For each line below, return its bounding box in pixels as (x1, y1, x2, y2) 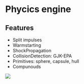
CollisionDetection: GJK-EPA (12, 53, 72, 59)
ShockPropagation (12, 48, 52, 53)
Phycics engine (5, 4, 71, 15)
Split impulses (12, 37, 42, 43)
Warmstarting (12, 42, 41, 48)
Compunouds (12, 64, 41, 69)
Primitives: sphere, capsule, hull (12, 58, 79, 64)
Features (5, 24, 34, 32)
